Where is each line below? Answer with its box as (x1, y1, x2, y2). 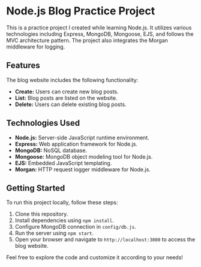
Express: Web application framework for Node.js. (14, 140, 138, 147)
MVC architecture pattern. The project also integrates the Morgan (6, 37, 168, 44)
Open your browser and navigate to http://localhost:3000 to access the (14, 236, 196, 243)
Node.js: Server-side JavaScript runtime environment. (14, 133, 149, 141)
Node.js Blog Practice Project (6, 4, 155, 18)
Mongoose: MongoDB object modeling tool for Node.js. (14, 153, 153, 160)
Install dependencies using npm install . (14, 217, 114, 224)
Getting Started (6, 183, 65, 193)
